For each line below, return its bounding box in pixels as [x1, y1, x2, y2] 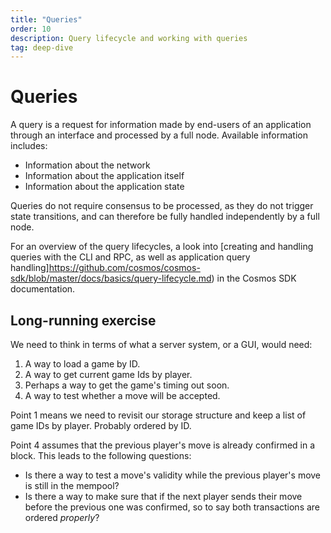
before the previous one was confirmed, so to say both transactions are [24, 501, 321, 513]
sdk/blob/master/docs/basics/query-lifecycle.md [10, 272, 212, 285]
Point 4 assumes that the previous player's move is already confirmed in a [10, 439, 316, 451]
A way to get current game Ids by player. [24, 369, 193, 380]
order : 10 [10, 24, 52, 34]
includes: [10, 140, 48, 152]
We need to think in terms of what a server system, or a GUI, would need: [10, 339, 313, 350]
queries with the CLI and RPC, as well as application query [10, 251, 251, 263]
